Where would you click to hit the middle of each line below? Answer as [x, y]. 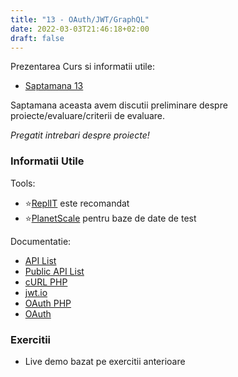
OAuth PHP [48, 303]
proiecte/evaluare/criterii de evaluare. [88, 116]
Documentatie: [41, 241]
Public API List [54, 271]
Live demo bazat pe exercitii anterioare [105, 361]
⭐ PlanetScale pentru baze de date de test [110, 218]
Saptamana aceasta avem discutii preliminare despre [119, 105]
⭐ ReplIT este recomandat [77, 203]
